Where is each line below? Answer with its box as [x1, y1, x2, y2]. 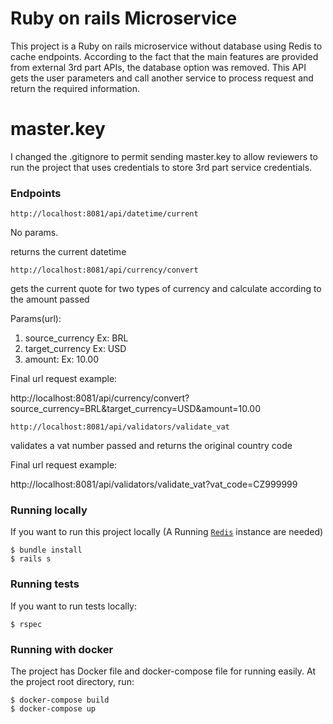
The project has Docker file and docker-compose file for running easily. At [10, 665, 316, 677]
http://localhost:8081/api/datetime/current [10, 209, 199, 219]
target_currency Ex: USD [24, 343, 127, 355]
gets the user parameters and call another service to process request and [10, 72, 314, 84]
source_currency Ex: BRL [24, 332, 129, 344]
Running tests [10, 577, 80, 591]
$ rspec [10, 619, 43, 629]
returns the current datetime [10, 246, 127, 258]
